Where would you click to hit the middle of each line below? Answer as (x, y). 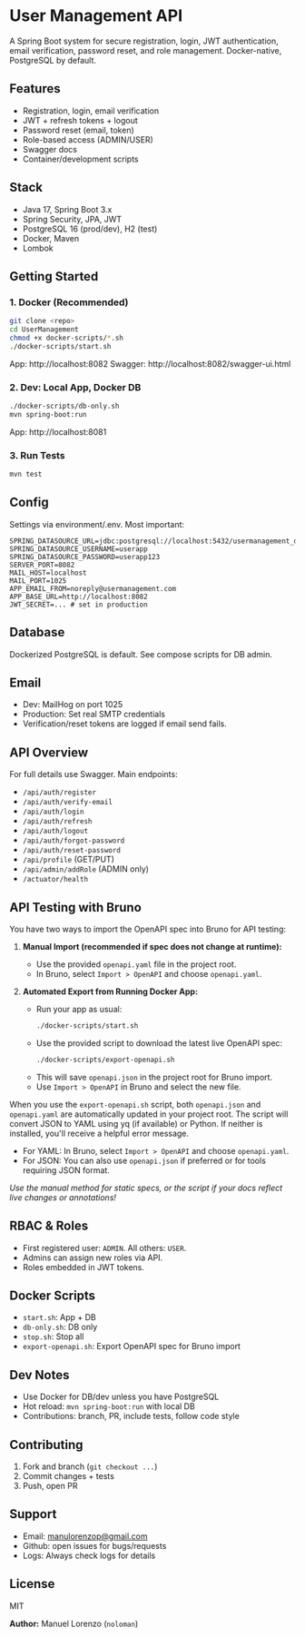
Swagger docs (49, 149)
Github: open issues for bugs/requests (94, 1545)
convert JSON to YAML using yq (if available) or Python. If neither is (136, 1123)
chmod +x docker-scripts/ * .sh (67, 338)
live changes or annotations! (63, 1197)
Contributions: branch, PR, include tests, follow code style (131, 1416)
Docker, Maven (51, 238)
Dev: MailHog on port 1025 (73, 705)
